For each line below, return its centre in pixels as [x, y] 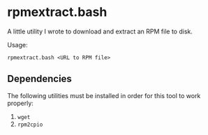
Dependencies [39, 79]
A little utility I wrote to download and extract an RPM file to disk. [100, 31]
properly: [20, 103]
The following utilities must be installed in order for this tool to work [104, 95]
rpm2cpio [30, 125]
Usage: [17, 45]
